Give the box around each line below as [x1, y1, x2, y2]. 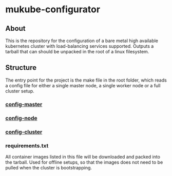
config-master [5, 101, 43, 108]
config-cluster [5, 128, 43, 135]
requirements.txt [5, 142, 49, 149]
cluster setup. [5, 88, 34, 94]
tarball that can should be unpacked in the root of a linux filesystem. [5, 49, 149, 54]
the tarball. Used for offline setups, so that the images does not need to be [5, 159, 163, 165]
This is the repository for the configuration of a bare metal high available [5, 37, 158, 44]
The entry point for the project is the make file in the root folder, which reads [5, 77, 167, 83]
